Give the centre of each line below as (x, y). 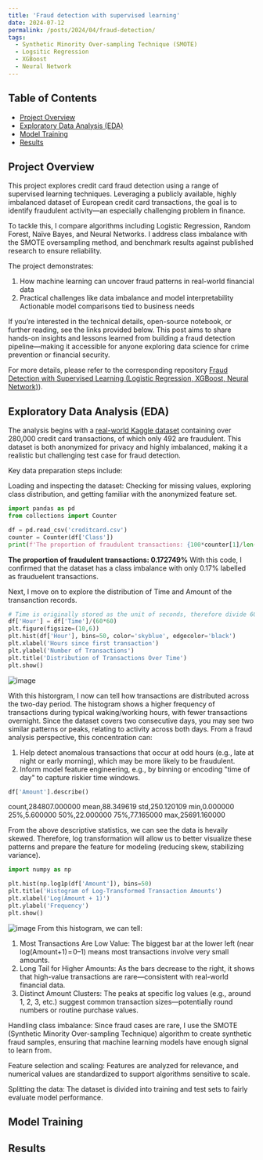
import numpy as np (40, 870)
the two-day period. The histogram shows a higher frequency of (112, 704)
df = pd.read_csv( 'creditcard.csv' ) (68, 530)
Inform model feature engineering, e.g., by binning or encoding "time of (135, 769)
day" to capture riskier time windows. (80, 777)
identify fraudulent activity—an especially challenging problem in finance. (127, 211)
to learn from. (30, 1050)
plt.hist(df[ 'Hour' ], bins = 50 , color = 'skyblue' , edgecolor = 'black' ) (122, 637)
